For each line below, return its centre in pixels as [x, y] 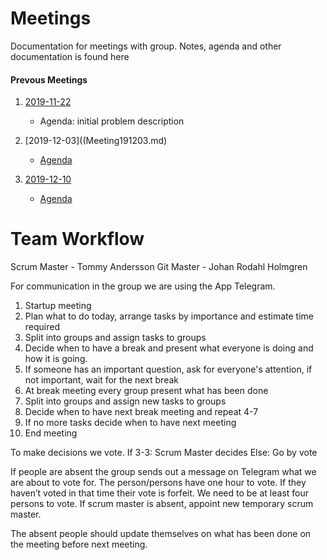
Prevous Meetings [49, 79]
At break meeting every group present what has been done [146, 391]
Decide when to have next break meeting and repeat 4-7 [141, 412]
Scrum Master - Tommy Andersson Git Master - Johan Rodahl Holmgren [159, 267]
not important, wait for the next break [101, 380]
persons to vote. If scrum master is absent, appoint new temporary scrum [162, 504]
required [42, 327]
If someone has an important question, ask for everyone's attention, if [168, 369]
